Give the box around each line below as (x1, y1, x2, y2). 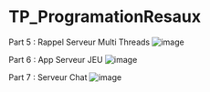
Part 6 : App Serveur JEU (8, 54, 103, 65)
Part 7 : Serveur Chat (8, 71, 88, 83)
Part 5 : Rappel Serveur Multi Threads (8, 36, 151, 47)
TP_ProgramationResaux (8, 6, 202, 27)
